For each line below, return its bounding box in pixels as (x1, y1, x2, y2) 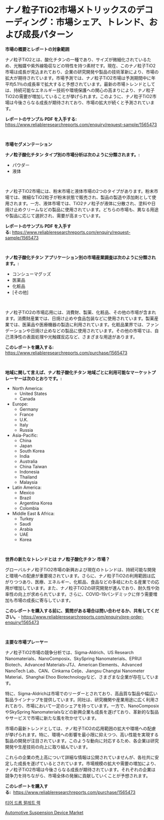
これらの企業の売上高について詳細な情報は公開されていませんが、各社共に (5, 754, 155, 760)
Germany (19, 406, 38, 412)
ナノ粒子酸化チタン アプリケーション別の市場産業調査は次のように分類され (5, 254, 156, 260)
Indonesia (19, 469, 40, 475)
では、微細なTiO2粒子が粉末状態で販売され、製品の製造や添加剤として (9, 194, 152, 200)
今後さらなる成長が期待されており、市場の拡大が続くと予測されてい (13, 99, 151, 106)
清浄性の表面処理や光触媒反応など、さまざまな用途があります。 (9, 334, 138, 340)
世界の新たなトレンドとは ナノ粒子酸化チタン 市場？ (5, 556, 110, 562)
